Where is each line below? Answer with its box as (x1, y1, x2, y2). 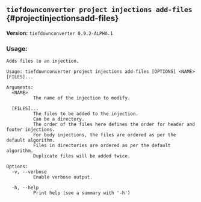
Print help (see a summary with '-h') (32, 190, 131, 196)
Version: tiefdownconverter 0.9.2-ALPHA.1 (6, 29, 113, 36)
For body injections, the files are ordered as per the (32, 132, 176, 138)
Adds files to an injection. (6, 58, 79, 65)
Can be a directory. (32, 116, 85, 122)
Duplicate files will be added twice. (32, 153, 131, 159)
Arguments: (6, 84, 34, 90)
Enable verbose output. (32, 174, 93, 180)
